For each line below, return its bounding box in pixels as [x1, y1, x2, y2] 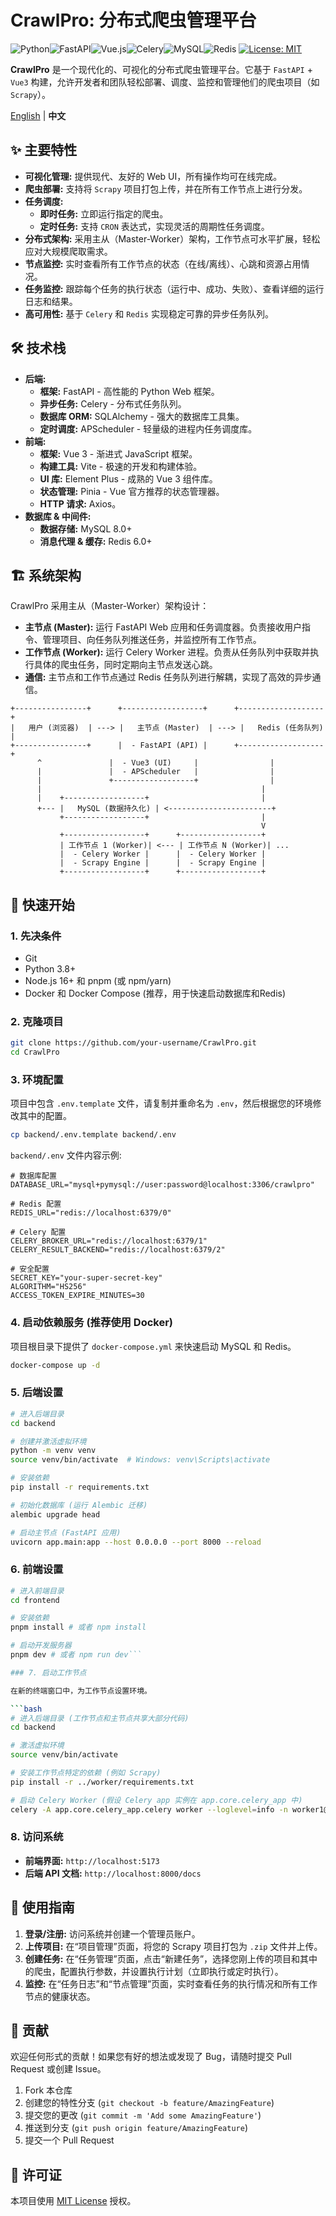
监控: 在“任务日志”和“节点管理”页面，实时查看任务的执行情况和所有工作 [24, 1977, 318, 1990]
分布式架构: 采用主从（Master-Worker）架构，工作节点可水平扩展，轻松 [24, 232, 321, 245]
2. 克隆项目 [10, 1014, 64, 1028]
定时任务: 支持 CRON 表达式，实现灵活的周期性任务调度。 [39, 220, 270, 232]
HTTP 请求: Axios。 [39, 497, 122, 510]
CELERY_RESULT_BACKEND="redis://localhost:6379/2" [10, 1245, 226, 1255]
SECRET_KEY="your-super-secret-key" [10, 1273, 163, 1283]
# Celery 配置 [10, 1227, 67, 1238]
